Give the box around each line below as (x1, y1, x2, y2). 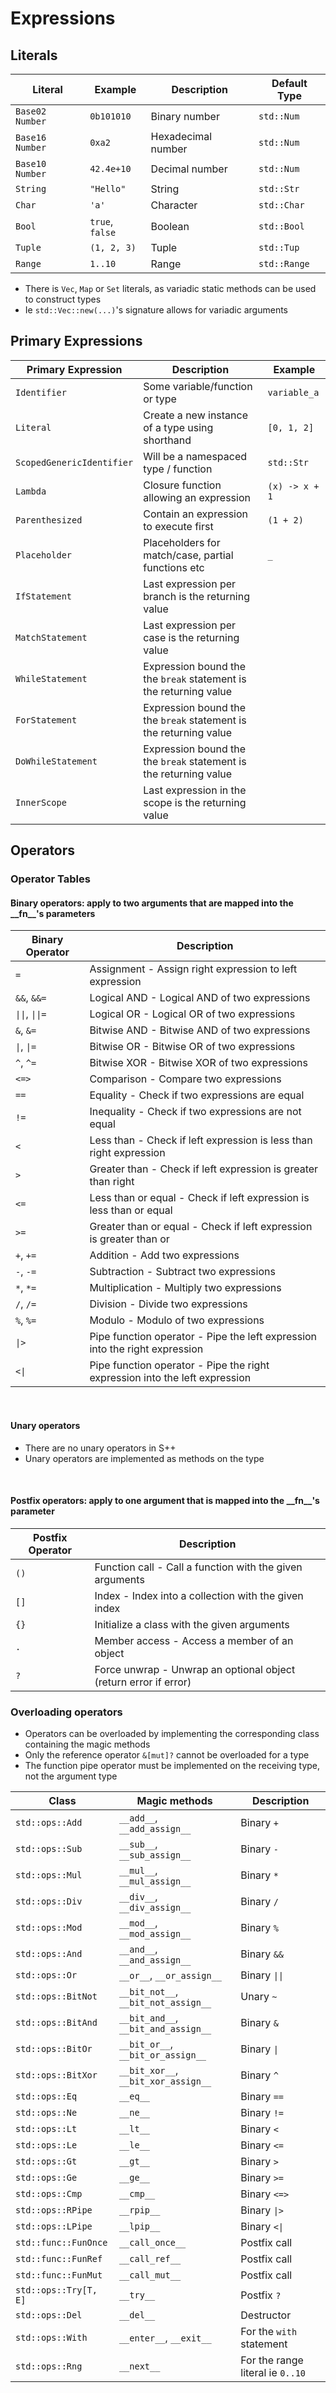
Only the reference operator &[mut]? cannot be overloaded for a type (24, 1749, 310, 1761)
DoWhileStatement (15, 755, 98, 767)
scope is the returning (143, 795, 247, 809)
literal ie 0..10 (240, 2366, 307, 2380)
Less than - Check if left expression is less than (89, 1133, 313, 1147)
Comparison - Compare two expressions (89, 1072, 282, 1086)
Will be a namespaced (143, 449, 248, 463)
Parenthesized (15, 514, 83, 526)
